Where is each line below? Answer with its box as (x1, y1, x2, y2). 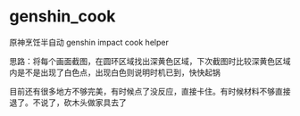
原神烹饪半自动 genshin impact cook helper (9, 37, 170, 47)
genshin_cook (9, 6, 116, 27)
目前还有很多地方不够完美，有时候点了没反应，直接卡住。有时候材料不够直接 (9, 86, 291, 96)
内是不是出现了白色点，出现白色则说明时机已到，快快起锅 (9, 67, 221, 78)
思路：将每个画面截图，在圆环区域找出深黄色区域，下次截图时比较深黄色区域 (9, 55, 291, 66)
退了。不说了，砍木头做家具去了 (9, 96, 127, 108)
